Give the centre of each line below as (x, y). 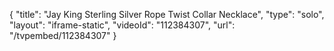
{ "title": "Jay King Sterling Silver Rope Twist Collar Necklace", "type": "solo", (167, 14)
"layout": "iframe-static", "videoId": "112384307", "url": (122, 25)
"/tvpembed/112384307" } (63, 35)
